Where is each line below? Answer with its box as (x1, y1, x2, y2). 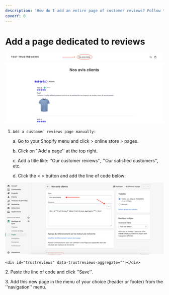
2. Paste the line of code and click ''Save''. (5, 269, 93, 275)
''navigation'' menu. (5, 284, 47, 290)
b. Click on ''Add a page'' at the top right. (12, 148, 98, 154)
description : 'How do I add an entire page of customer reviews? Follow (5, 8, 161, 13)
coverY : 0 (5, 13, 26, 19)
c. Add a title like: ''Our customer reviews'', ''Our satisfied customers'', (12, 157, 158, 163)
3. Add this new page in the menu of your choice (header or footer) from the (5, 278, 163, 284)
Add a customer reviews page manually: (12, 129, 97, 134)
